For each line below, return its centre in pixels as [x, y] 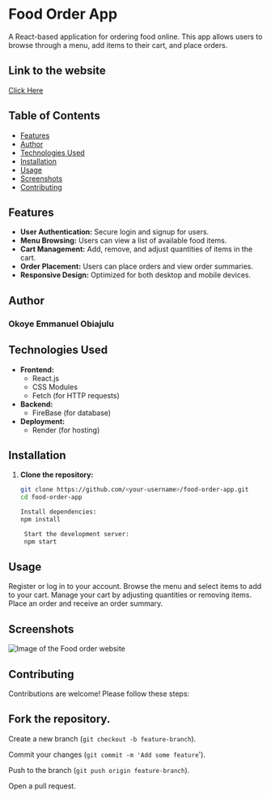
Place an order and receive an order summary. [86, 604]
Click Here [26, 90]
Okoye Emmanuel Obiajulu [61, 324]
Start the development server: [76, 534]
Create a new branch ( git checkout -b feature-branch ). [102, 738]
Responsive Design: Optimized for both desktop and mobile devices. [135, 275]
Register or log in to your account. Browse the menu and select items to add [135, 586]
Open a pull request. [42, 786]
